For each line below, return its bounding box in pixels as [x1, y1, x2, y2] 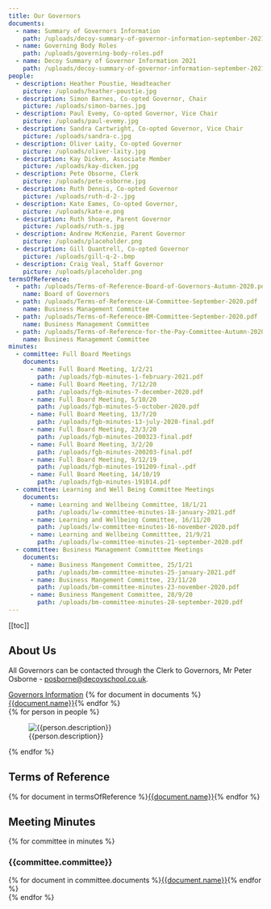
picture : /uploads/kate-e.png [23, 207, 125, 215]
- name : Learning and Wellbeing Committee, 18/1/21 [29, 501, 207, 509]
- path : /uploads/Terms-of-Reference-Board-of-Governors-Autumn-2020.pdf [15, 282, 269, 291]
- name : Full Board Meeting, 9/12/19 [29, 455, 157, 463]
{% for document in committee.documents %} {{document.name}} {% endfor [8, 875, 262, 885]
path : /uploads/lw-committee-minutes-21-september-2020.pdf [37, 539, 244, 547]
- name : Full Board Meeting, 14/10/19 [29, 471, 161, 479]
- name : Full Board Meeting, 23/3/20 [29, 425, 157, 433]
